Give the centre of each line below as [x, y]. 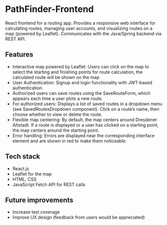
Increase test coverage [36, 212]
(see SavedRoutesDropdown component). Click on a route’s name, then [86, 109]
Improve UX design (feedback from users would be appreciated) [79, 218]
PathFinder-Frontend [50, 9]
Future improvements [39, 200]
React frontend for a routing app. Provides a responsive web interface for [80, 23]
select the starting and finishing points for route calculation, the [78, 72]
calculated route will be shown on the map [56, 77]
